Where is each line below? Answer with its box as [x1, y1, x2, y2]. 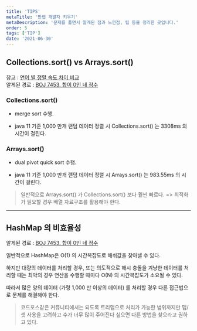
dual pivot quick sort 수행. [14, 159, 77, 166]
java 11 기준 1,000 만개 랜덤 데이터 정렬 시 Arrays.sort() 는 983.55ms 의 [14, 171, 181, 179]
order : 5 [6, 25, 28, 31]
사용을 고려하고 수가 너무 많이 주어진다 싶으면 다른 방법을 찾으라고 [26, 311, 177, 318]
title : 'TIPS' [6, 8, 41, 15]
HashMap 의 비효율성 [6, 223, 81, 233]
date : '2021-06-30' [6, 36, 54, 42]
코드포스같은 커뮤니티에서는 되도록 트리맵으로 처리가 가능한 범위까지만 [20, 304, 181, 311]
